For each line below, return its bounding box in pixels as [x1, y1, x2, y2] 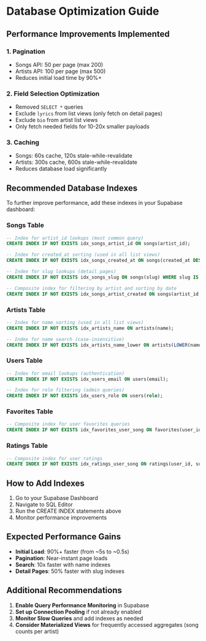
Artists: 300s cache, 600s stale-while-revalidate [15, 158, 138, 166]
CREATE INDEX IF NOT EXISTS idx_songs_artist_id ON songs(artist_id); [6, 240, 191, 247]
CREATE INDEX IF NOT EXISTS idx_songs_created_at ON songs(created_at [6, 258, 191, 264]
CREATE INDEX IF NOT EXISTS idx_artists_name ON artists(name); [6, 325, 174, 331]
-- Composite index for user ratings [6, 455, 103, 461]
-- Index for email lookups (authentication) [6, 370, 124, 377]
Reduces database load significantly [15, 165, 107, 172]
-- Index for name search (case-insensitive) [6, 336, 124, 342]
